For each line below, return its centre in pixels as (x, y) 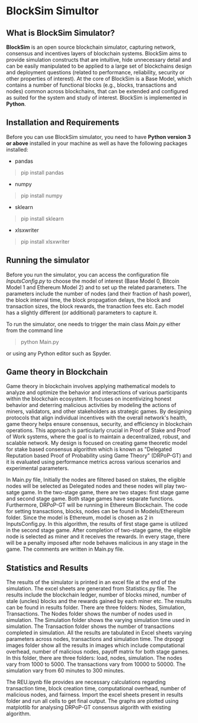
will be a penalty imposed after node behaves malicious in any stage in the (97, 543)
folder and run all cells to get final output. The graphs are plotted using (92, 701)
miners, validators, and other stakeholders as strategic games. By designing (99, 412)
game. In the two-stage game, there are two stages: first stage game (105, 492)
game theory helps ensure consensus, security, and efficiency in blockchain (99, 424)
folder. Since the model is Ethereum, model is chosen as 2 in (80, 517)
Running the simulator (48, 261)
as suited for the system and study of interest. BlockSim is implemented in (97, 97)
